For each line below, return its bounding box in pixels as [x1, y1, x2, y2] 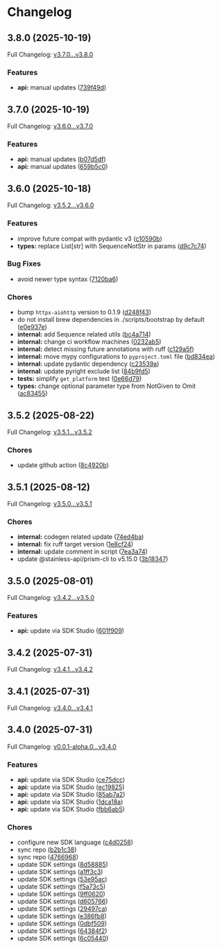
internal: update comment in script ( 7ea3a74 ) [17, 547, 148, 556]
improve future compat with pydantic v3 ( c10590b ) [17, 234, 163, 243]
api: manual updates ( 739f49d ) [17, 83, 107, 92]
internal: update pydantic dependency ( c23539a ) [17, 359, 160, 368]
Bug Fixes [7, 259, 42, 268]
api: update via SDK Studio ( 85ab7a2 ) [17, 790, 126, 799]
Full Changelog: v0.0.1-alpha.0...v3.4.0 [7, 742, 117, 751]
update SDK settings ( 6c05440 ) [17, 934, 109, 943]
